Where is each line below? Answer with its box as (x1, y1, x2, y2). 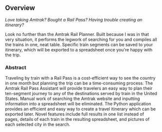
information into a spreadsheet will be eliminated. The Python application (5, 101, 151, 107)
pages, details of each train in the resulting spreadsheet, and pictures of (5, 116, 150, 122)
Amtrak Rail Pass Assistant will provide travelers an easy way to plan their (5, 85, 153, 91)
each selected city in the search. (5, 121, 71, 128)
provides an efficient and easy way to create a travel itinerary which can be (5, 106, 156, 112)
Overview (5, 4, 36, 12)
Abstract (5, 64, 27, 71)
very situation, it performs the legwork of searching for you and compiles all (5, 36, 157, 42)
